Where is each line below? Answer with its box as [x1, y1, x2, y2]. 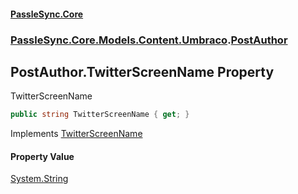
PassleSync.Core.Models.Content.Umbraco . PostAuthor [10, 33, 288, 47]
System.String [10, 173, 69, 185]
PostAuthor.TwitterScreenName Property [10, 63, 275, 80]
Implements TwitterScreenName [10, 128, 143, 140]
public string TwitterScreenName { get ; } [10, 110, 190, 120]
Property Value [10, 150, 75, 162]
